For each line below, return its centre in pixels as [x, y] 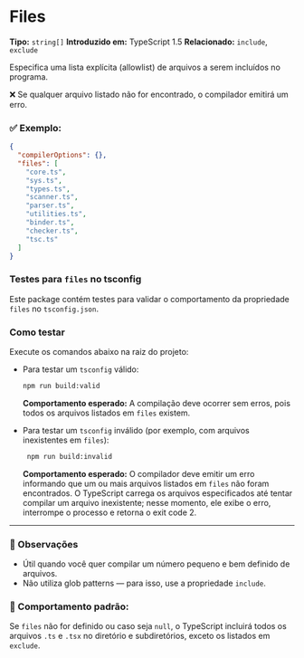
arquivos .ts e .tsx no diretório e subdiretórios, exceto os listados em [140, 636]
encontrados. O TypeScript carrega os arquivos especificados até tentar [157, 493]
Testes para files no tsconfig [76, 280]
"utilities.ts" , [57, 215]
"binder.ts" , [50, 223]
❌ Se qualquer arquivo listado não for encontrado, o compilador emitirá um [149, 94]
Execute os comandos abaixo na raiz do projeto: [99, 352]
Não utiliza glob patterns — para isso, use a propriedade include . [144, 583]
